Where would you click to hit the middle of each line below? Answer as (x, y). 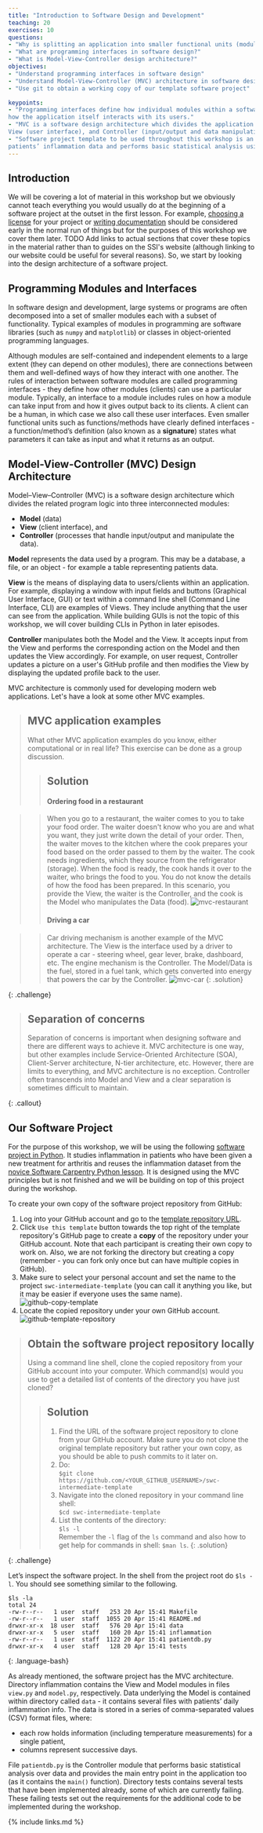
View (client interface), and (63, 527)
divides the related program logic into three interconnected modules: (119, 503)
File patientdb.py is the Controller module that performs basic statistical (124, 1765)
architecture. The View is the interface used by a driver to (140, 946)
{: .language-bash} (38, 1660)
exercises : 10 (31, 30)
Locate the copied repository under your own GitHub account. (120, 1311)
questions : (26, 37)
